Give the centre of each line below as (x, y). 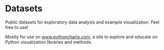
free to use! (17, 27)
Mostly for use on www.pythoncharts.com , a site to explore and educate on (82, 37)
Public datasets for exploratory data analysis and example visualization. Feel (82, 22)
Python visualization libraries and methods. (49, 42)
